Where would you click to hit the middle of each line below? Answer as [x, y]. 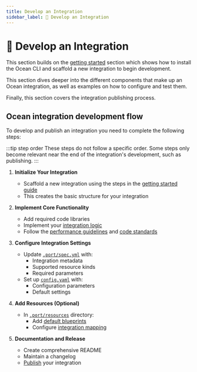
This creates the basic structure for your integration [86, 196]
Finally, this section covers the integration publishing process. [81, 98]
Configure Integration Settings [53, 243]
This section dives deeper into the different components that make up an [94, 80]
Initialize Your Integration [46, 172]
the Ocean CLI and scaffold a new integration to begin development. [89, 69]
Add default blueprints [59, 321]
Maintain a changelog [50, 357]
